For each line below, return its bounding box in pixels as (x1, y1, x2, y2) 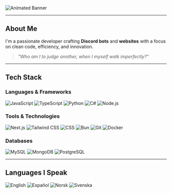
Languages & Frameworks (5, 89, 72, 96)
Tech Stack (5, 73, 42, 82)
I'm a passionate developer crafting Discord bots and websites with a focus (5, 38, 166, 44)
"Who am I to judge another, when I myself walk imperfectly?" (17, 53, 149, 59)
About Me (5, 25, 37, 33)
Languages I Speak (5, 168, 68, 177)
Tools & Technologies (5, 113, 60, 120)
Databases (5, 137, 33, 144)
